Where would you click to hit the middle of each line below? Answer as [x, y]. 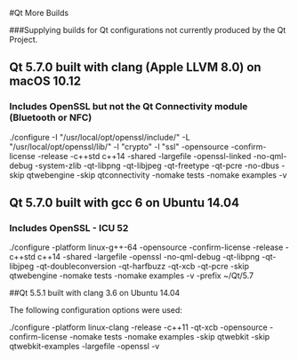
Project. [24, 40]
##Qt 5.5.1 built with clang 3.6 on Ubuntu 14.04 [95, 293]
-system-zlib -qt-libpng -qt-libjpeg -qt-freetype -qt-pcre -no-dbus [157, 165]
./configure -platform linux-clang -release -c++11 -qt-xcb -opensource [139, 327]
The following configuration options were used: [96, 310]
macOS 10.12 [45, 81]
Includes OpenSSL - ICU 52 [69, 228]
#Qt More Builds [39, 13]
